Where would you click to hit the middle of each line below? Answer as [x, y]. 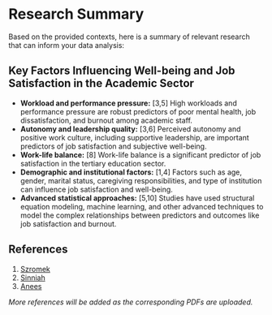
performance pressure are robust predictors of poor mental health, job [138, 111]
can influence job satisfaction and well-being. [96, 189]
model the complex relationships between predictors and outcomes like [140, 215]
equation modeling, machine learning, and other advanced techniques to [142, 206]
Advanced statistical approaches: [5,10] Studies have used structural [137, 198]
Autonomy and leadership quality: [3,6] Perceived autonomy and [130, 129]
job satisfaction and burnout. [68, 223]
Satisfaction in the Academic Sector [101, 83]
